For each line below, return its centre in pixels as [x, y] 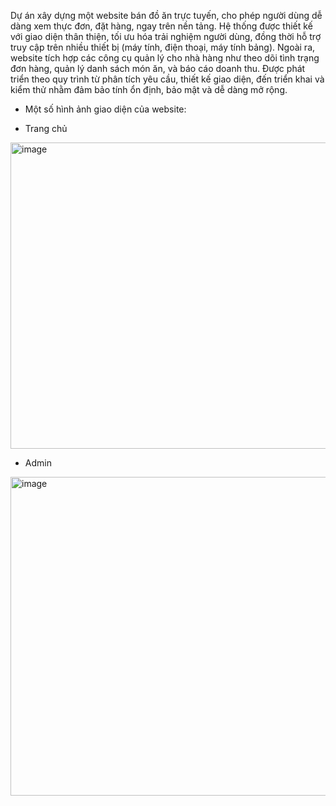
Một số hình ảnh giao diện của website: [105, 109]
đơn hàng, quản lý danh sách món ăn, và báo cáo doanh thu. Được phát [158, 68]
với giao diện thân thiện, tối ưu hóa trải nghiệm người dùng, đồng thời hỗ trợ [166, 36]
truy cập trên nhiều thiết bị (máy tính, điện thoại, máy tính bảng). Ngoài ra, [163, 47]
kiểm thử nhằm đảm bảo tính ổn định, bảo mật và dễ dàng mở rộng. [149, 89]
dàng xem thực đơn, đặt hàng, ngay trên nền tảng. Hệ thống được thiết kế [161, 26]
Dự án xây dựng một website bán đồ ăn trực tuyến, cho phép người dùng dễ [166, 15]
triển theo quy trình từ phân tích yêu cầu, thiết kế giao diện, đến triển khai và [167, 79]
